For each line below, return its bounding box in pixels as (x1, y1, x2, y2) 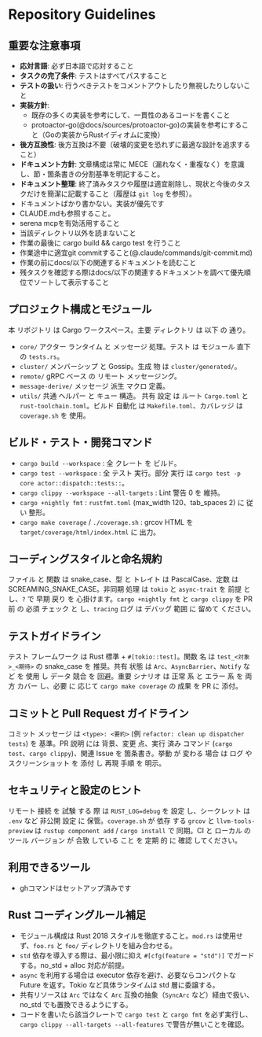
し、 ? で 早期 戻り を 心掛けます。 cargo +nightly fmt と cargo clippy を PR (8, 594, 253, 603)
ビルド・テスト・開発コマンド (8, 436, 153, 449)
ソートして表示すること (33, 278, 110, 286)
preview (8, 827, 34, 835)
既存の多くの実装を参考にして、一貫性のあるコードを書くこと (31, 110, 231, 120)
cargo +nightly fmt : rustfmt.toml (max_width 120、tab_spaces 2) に (19, 497, 245, 507)
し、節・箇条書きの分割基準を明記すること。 (19, 169, 165, 179)
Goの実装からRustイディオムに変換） (45, 130, 165, 139)
